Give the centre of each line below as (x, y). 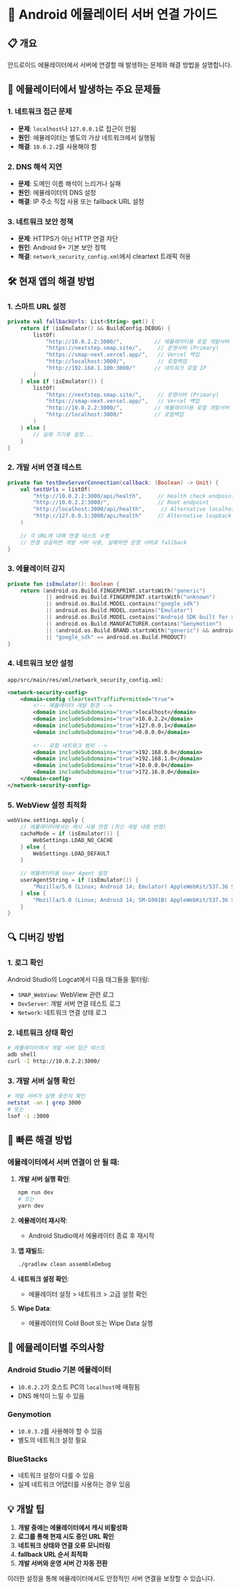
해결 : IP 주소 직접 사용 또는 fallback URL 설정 (81, 201)
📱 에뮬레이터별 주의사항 (56, 1348)
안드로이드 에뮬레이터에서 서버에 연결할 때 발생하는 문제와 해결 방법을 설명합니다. (120, 65)
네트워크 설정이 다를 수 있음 (56, 1475)
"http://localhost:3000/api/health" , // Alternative (119, 509)
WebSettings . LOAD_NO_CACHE (73, 840)
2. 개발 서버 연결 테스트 (45, 467)
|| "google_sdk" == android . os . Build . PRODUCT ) (116, 637)
